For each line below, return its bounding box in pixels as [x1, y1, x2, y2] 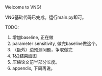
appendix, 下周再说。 [12, 65, 55, 71]
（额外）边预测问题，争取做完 [12, 47, 73, 52]
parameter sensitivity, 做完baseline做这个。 [12, 40, 100, 46]
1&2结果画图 [12, 53, 37, 59]
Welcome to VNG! [5, 4, 41, 10]
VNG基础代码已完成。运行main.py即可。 [5, 14, 87, 20]
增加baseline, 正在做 [12, 35, 54, 40]
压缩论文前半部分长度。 [12, 59, 60, 65]
